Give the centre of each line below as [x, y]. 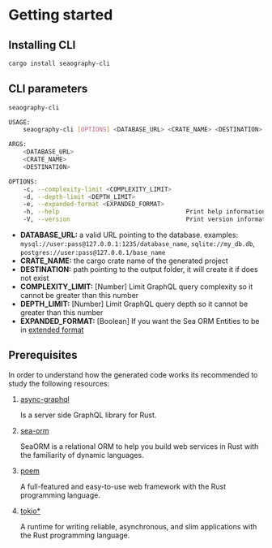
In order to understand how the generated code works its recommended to [133, 374]
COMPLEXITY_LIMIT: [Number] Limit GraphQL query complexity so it [136, 287]
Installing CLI [42, 45]
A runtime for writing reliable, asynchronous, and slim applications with [138, 526]
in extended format [52, 330]
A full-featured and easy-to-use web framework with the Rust [123, 486]
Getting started [61, 15]
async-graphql [45, 399]
